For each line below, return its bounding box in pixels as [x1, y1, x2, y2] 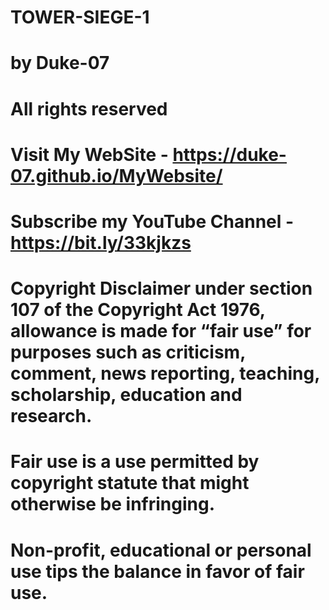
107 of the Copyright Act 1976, [10, 299, 266, 321]
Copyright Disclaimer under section [10, 277, 313, 300]
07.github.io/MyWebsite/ [10, 164, 223, 187]
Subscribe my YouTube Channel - [10, 210, 295, 233]
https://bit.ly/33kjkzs [10, 231, 192, 254]
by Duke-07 [10, 52, 110, 75]
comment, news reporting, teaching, [10, 362, 320, 385]
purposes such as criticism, [10, 341, 246, 364]
